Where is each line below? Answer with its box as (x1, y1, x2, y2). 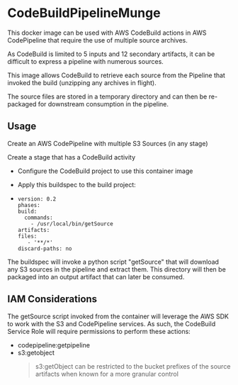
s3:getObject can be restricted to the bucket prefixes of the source (35, 362, 231, 370)
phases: (17, 201, 40, 208)
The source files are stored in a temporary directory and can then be (7, 92, 208, 101)
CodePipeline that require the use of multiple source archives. (7, 35, 188, 44)
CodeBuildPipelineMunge (7, 5, 161, 21)
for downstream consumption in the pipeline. (38, 99, 169, 108)
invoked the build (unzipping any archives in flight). (7, 78, 157, 87)
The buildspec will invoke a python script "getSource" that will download (7, 257, 220, 266)
